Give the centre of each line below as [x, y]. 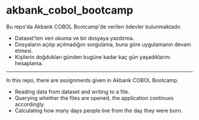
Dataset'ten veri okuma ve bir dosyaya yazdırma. [74, 38]
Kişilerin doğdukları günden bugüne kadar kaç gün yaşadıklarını [92, 57]
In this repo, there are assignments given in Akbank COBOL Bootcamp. [92, 80]
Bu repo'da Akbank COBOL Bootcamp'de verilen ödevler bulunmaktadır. [94, 27]
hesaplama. [29, 63]
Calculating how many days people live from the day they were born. [99, 111]
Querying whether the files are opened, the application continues [94, 98]
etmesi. [24, 50]
